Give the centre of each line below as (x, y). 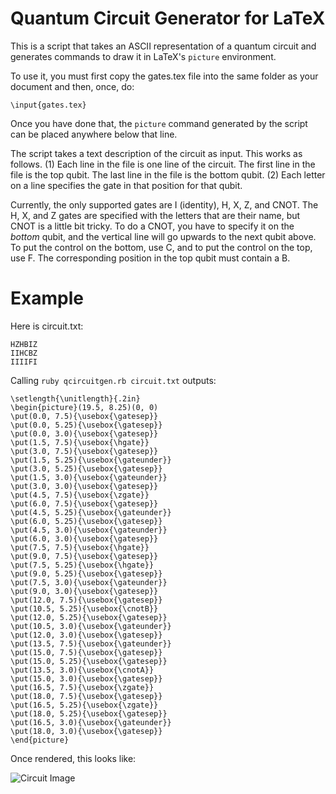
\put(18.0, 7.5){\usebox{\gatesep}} (86, 696)
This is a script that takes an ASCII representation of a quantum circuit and (163, 46)
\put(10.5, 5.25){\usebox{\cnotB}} (84, 608)
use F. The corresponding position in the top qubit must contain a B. (150, 258)
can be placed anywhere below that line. (94, 134)
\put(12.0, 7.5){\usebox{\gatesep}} (86, 600)
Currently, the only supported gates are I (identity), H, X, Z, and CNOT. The (164, 204)
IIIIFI (24, 362)
